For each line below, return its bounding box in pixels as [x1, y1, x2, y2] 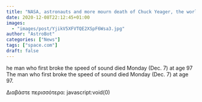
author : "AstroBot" [6, 31, 55, 37]
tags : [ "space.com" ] [6, 43, 58, 49]
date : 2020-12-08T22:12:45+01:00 [6, 14, 90, 20]
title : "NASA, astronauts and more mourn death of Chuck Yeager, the [6, 8, 185, 15]
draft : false [6, 48, 39, 54]
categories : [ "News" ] [6, 37, 61, 43]
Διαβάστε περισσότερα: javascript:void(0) [6, 88, 110, 96]
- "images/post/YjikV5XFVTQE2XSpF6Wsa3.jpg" [11, 25, 125, 32]
